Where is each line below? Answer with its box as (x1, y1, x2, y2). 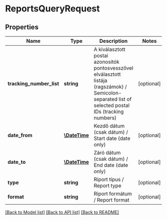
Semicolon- (93, 90, 122, 96)
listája (93, 77, 108, 84)
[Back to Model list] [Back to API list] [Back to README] (5, 210, 119, 215)
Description (99, 38, 128, 44)
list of (118, 96, 132, 103)
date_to (7, 159, 26, 165)
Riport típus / (93, 176, 124, 183)
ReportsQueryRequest (5, 3, 100, 14)
